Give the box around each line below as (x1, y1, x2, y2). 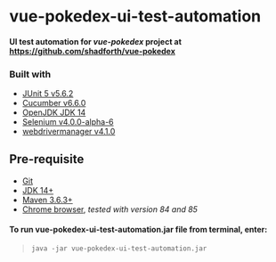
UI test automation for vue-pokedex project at (9, 36, 183, 46)
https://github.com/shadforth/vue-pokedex (9, 45, 176, 56)
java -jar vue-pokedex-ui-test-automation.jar (30, 244, 207, 253)
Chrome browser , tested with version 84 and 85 (21, 203, 199, 215)
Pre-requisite (9, 151, 85, 167)
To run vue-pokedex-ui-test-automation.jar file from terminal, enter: (9, 225, 268, 235)
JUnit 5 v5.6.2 (21, 88, 74, 99)
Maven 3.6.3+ (21, 194, 73, 205)
